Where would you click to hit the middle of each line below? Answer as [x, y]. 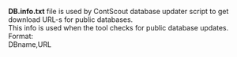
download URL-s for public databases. [71, 20]
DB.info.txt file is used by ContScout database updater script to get [118, 11]
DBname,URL [30, 45]
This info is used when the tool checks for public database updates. [118, 28]
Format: [21, 36]
